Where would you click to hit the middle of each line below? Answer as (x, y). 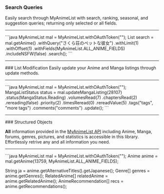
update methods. (22, 73)
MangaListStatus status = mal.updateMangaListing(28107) (64, 93)
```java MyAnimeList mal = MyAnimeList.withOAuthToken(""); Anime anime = (82, 156)
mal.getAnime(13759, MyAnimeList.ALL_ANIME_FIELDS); (62, 161)
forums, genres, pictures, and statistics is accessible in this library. (72, 137)
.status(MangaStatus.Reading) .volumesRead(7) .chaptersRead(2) (71, 97)
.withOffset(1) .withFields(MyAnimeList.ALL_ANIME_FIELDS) (65, 48)
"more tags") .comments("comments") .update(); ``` (57, 108)
